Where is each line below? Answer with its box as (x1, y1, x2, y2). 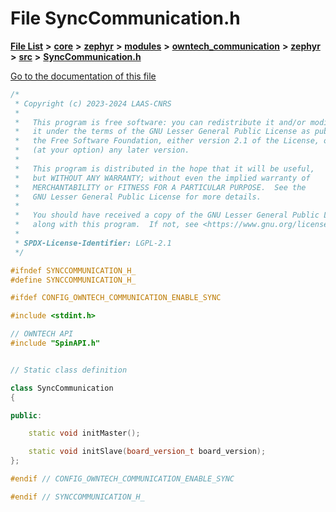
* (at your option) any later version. (14, 145, 190, 156)
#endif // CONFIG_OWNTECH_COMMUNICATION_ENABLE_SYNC (10, 474, 235, 484)
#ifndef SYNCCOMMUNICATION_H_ (10, 265, 137, 276)
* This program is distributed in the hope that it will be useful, (14, 163, 315, 174)
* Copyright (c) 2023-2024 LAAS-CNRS (14, 98, 172, 109)
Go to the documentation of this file (10, 70, 157, 82)
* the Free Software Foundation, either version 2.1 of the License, (14, 136, 320, 146)
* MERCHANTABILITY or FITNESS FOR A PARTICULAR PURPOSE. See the (14, 182, 307, 192)
